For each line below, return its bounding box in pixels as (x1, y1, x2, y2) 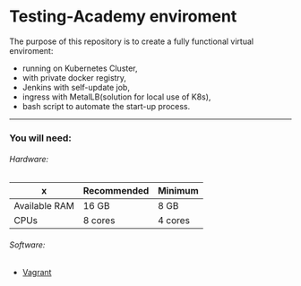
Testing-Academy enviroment (9, 6, 237, 27)
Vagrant (21, 267, 52, 278)
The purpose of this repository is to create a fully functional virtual (9, 36, 254, 47)
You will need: (9, 132, 72, 144)
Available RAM (13, 200, 74, 212)
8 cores (82, 214, 116, 227)
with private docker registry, (21, 72, 127, 82)
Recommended (82, 185, 150, 197)
